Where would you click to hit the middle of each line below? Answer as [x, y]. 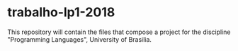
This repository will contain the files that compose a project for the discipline [119, 32]
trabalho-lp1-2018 [61, 12]
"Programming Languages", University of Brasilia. [80, 39]
